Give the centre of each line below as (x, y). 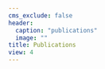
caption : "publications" (56, 30)
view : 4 (21, 52)
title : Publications (43, 45)
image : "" (31, 38)
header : (21, 23)
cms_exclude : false (41, 15)
